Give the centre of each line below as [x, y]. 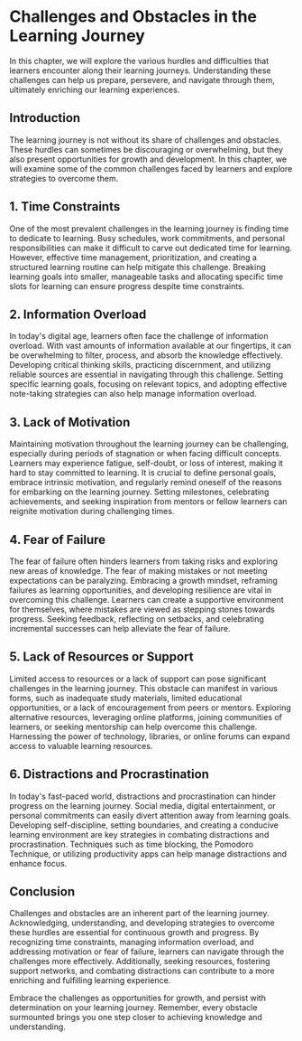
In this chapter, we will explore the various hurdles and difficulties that [139, 61]
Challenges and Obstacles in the [133, 17]
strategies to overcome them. [64, 178]
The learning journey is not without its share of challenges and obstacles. [146, 140]
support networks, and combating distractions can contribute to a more [142, 971]
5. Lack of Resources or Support [101, 657]
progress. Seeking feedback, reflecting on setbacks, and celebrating [137, 619]
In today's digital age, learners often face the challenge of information [139, 336]
